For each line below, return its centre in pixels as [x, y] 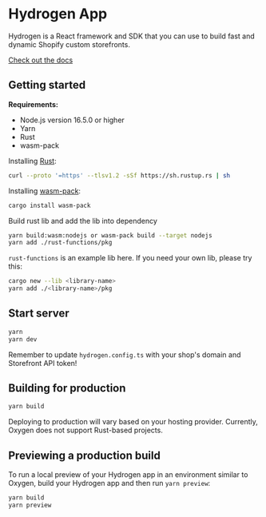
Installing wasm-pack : [45, 191]
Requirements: [33, 104]
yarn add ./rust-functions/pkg [60, 243]
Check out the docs [41, 60]
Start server [39, 314]
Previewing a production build [85, 455]
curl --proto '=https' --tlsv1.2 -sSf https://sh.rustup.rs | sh [119, 175]
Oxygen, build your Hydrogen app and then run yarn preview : [109, 483]
